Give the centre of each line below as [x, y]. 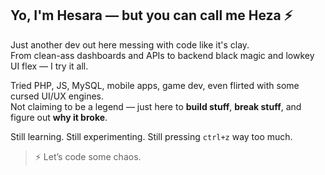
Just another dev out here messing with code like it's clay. [130, 44]
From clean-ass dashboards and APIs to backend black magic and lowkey [162, 55]
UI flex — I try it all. [49, 66]
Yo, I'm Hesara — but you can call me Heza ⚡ [151, 15]
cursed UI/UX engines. [57, 96]
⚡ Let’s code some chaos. [88, 156]
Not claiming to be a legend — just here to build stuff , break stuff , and [156, 106]
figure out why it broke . [59, 117]
